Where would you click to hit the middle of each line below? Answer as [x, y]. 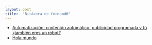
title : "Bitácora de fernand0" [38, 14]
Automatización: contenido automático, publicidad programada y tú [79, 27]
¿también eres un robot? [36, 33]
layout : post [18, 9]
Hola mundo [24, 38]
